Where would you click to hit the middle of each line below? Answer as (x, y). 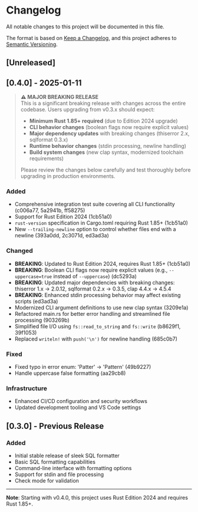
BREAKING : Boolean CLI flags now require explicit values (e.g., (91, 270)
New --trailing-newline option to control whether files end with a (95, 229)
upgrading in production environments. (68, 176)
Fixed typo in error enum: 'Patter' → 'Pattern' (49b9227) (83, 367)
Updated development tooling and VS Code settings (78, 408)
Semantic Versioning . (32, 44)
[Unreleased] (31, 63)
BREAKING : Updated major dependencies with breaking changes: (95, 282)
